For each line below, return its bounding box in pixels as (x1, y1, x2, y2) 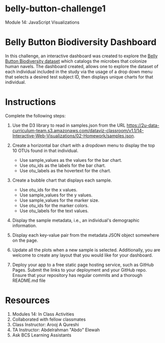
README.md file (12, 277, 46, 283)
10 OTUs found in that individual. (12, 148, 79, 153)
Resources (5, 295, 50, 306)
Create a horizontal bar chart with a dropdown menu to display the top (12, 142, 155, 148)
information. (12, 223, 37, 229)
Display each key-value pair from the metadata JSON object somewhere (12, 232, 159, 238)
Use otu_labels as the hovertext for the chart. (19, 167, 111, 173)
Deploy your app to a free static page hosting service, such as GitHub (12, 262, 154, 267)
